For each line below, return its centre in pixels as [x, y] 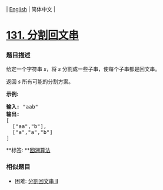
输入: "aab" [22, 107]
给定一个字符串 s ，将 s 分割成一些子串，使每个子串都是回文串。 [83, 69]
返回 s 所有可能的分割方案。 [40, 81]
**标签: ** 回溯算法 [29, 150]
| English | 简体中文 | [31, 9]
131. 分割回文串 [43, 35]
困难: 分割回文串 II [36, 181]
